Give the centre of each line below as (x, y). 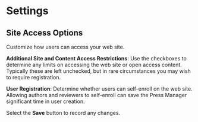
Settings (27, 11)
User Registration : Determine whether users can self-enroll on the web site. (100, 89)
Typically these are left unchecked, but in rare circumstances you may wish (99, 71)
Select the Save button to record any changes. (63, 113)
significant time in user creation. (45, 101)
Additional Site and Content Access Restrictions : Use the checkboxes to (97, 58)
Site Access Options (45, 33)
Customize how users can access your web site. (65, 47)
